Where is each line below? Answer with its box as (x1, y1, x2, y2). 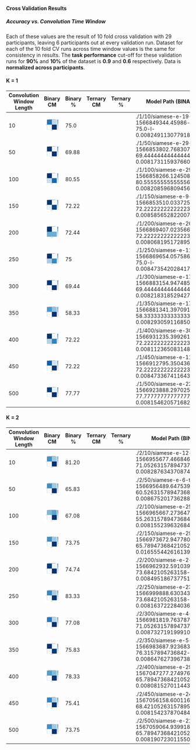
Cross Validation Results (6, 5, 67, 12)
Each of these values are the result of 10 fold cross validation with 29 (6, 33, 172, 40)
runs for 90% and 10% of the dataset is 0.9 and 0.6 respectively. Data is (6, 57, 181, 64)
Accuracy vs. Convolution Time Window (6, 18, 106, 25)
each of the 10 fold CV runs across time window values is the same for (6, 45, 176, 52)
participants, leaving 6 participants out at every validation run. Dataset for (6, 39, 183, 46)
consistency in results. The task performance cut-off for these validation (6, 51, 182, 58)
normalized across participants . (6, 64, 85, 71)
